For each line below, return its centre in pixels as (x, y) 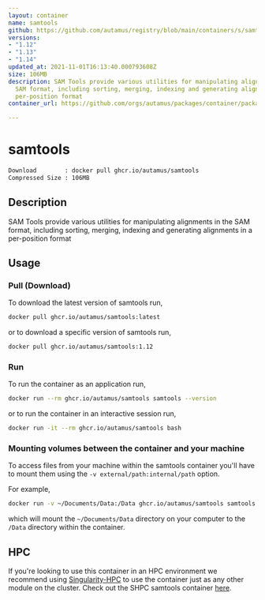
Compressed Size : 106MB (49, 178)
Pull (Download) (39, 285)
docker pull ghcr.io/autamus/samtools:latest (84, 317)
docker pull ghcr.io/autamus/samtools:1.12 (81, 347)
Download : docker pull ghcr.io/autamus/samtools (104, 171)
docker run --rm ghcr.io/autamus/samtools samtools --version (112, 399)
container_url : (33, 103)
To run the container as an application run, (77, 384)
